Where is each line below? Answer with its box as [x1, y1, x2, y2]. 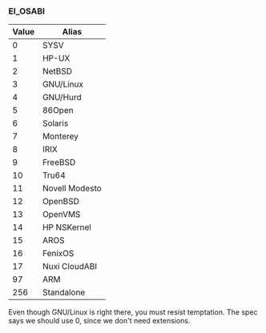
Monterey [42, 130, 79, 142]
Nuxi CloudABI [42, 261, 98, 272]
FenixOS [42, 248, 75, 259]
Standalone [42, 287, 86, 298]
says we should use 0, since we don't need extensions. [8, 316, 191, 326]
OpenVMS [42, 209, 81, 220]
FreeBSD [42, 157, 76, 168]
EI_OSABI [8, 6, 46, 17]
